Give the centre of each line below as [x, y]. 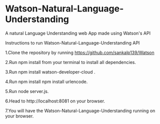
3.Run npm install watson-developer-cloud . [50, 72]
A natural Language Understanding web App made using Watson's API [78, 33]
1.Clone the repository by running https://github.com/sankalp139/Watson [80, 52]
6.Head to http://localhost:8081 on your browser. [55, 101]
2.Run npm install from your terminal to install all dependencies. [71, 62]
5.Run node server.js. [27, 91]
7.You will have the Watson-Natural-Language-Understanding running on [80, 110]
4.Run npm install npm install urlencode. [46, 81]
